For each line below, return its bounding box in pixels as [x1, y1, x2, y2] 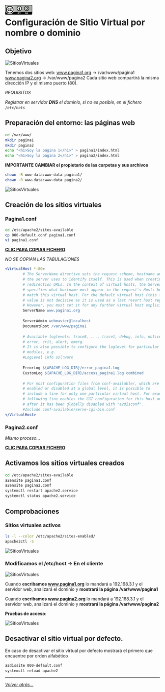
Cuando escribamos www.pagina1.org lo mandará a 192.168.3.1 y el [5, 581, 143, 587]
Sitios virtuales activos [5, 522, 61, 529]
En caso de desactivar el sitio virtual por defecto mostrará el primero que [5, 648, 153, 654]
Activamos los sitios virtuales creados [5, 459, 125, 467]
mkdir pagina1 [5, 138, 34, 143]
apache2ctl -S [5, 539, 34, 544]
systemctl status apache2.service [5, 494, 76, 499]
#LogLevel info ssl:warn [23, 355, 74, 360]
